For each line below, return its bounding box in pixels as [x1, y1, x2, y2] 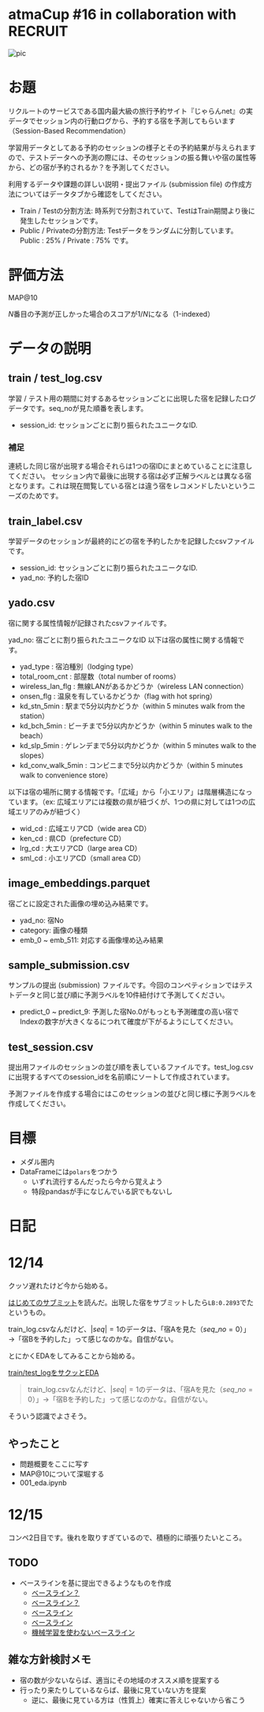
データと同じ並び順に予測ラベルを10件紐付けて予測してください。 [14, 990, 229, 1000]
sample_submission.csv [8, 958, 130, 972]
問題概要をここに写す [19, 1459, 89, 1469]
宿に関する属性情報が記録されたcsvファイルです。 [8, 618, 171, 627]
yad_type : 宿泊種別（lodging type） [19, 661, 138, 671]
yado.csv [8, 596, 55, 610]
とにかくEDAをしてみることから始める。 [8, 1351, 139, 1360]
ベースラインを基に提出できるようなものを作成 [19, 1578, 172, 1587]
